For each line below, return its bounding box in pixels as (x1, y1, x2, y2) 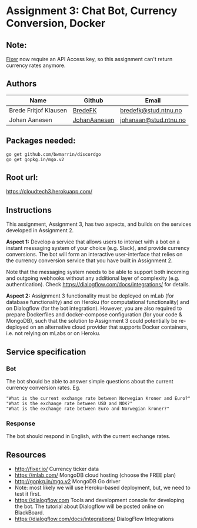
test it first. (14, 490, 41, 497)
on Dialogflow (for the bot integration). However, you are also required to (6, 305, 182, 312)
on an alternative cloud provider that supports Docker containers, (30, 323, 189, 330)
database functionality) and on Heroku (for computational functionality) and (6, 299, 189, 306)
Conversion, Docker (6, 16, 106, 30)
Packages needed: (6, 136, 76, 146)
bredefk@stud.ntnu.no (120, 106, 182, 114)
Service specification (6, 347, 86, 357)
